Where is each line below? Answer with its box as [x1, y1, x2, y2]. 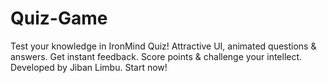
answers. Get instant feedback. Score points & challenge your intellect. [10, 50, 303, 62]
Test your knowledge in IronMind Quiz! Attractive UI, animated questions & [10, 40, 317, 52]
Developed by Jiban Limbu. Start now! [10, 61, 168, 73]
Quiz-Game [10, 7, 108, 30]
